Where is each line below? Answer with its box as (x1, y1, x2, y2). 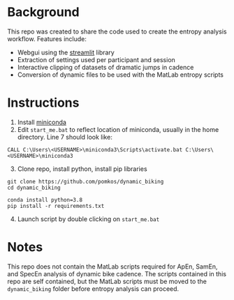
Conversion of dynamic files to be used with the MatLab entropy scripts (17, 70, 224, 79)
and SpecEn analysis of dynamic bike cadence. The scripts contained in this (7, 269, 227, 278)
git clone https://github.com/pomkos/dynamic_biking (7, 178, 164, 185)
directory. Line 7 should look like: (17, 133, 113, 141)
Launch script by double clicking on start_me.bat (17, 214, 160, 223)
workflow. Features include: (7, 34, 87, 43)
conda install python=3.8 (7, 196, 82, 203)
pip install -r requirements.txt (7, 202, 105, 209)
